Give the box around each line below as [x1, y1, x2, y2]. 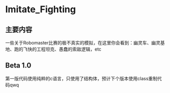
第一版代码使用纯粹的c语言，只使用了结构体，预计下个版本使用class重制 [5, 75, 158, 81]
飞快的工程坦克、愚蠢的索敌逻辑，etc [22, 46, 102, 52]
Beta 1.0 [5, 61, 32, 70]
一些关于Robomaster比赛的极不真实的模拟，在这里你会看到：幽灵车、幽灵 [5, 40, 161, 45]
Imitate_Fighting [5, 4, 76, 15]
